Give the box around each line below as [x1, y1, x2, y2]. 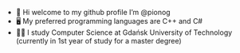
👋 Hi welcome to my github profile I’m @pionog [15, 8, 171, 17]
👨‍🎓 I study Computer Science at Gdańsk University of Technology [15, 28, 233, 37]
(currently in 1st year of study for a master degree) [15, 36, 182, 45]
